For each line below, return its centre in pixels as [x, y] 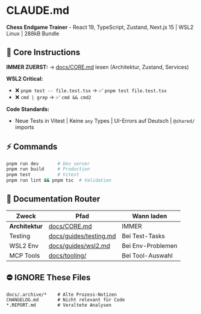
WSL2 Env [24, 245]
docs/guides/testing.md [82, 236]
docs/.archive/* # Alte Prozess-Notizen [62, 294]
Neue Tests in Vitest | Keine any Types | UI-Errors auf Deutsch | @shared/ [105, 120]
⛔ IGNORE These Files [48, 278]
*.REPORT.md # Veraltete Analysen [59, 305]
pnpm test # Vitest [43, 175]
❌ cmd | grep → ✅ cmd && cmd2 [53, 97]
